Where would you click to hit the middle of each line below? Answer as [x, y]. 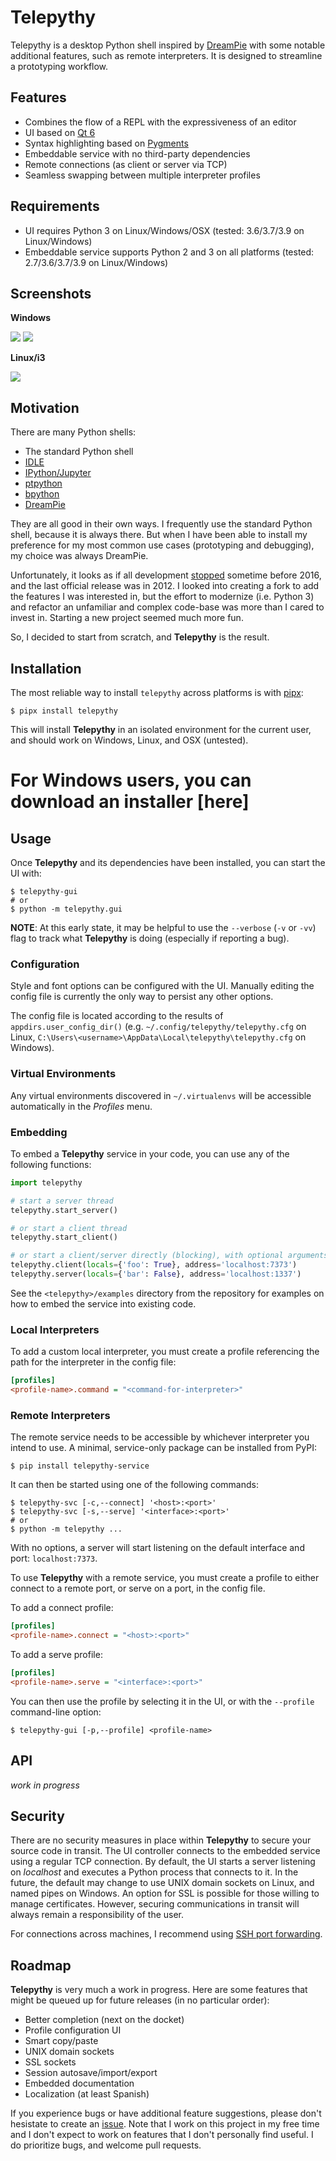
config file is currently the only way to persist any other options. [142, 997]
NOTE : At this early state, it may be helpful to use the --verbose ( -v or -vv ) [163, 927]
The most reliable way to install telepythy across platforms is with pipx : [157, 692]
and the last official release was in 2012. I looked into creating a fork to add [165, 586]
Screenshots [51, 293]
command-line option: [56, 1712]
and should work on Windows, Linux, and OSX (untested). [129, 740]
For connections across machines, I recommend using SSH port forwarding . [166, 1934]
